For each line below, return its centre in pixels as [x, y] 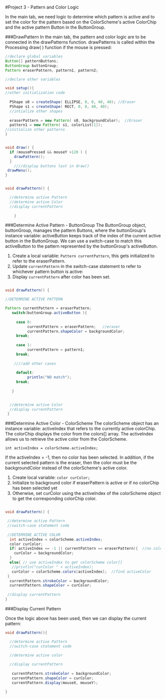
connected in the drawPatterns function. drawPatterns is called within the [80, 42]
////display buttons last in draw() [52, 166]
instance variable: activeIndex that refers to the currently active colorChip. [81, 429]
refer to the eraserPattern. [39, 261]
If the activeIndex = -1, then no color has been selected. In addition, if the [80, 457]
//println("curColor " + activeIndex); [53, 567]
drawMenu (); [20, 170]
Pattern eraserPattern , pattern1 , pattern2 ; [52, 70]
